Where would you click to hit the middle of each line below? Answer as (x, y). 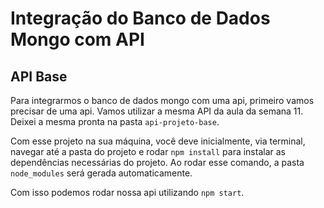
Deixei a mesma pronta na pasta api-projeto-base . (115, 121)
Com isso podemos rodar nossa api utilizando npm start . (127, 192)
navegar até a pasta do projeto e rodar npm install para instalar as (148, 151)
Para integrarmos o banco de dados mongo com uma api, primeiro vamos (162, 100)
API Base (39, 76)
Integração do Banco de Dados (140, 18)
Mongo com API (77, 39)
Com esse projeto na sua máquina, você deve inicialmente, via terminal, (158, 141)
